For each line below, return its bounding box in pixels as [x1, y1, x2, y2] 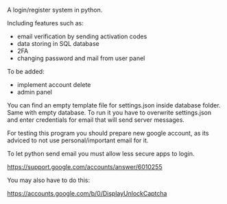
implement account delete [16, 81, 91, 88]
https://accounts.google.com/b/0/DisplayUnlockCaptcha [7, 190, 167, 197]
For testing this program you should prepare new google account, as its [7, 129, 209, 137]
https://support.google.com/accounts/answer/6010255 [7, 163, 163, 170]
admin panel [16, 88, 53, 96]
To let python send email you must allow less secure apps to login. [7, 150, 195, 157]
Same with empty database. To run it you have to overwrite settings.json [7, 109, 211, 116]
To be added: [7, 68, 45, 75]
